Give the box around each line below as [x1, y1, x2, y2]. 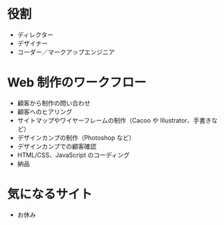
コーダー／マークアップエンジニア [17, 48, 115, 56]
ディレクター [17, 30, 54, 39]
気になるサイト [7, 186, 93, 202]
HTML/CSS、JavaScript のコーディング [17, 150, 130, 159]
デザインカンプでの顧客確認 [17, 142, 97, 150]
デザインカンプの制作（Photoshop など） [17, 133, 135, 142]
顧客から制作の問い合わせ [17, 98, 91, 107]
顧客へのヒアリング [17, 107, 73, 116]
